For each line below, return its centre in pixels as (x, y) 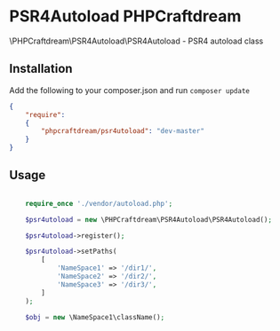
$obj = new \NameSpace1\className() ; (95, 317)
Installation (41, 69)
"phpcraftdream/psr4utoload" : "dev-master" (123, 131)
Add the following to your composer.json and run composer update (130, 90)
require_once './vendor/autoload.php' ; (99, 203)
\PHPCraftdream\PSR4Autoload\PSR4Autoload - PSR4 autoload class (136, 41)
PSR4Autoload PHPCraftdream (125, 16)
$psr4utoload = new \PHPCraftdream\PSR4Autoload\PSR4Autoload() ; (149, 219)
